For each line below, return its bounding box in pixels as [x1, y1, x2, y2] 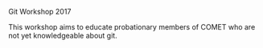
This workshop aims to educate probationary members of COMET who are [8, 22, 256, 31]
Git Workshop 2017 [8, 7, 72, 16]
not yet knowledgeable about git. [8, 31, 118, 40]
